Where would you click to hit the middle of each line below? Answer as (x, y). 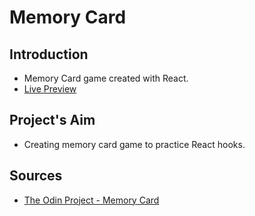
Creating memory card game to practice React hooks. (134, 144)
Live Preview (50, 89)
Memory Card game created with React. (106, 78)
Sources (36, 176)
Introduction (49, 54)
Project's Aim (52, 120)
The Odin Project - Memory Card (91, 200)
